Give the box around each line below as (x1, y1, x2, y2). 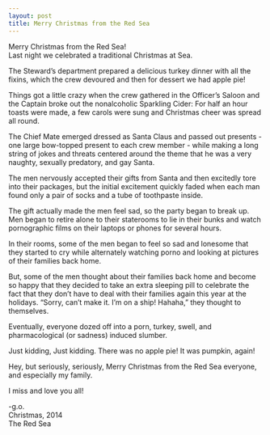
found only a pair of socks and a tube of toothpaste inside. (8, 190, 204, 200)
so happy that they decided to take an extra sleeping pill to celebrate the (8, 280, 250, 289)
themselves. (8, 306, 49, 315)
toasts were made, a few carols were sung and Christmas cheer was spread (8, 107, 261, 117)
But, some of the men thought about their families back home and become (8, 272, 256, 281)
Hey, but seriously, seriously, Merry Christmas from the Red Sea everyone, (8, 361, 257, 371)
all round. (8, 116, 40, 125)
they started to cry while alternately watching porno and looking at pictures (8, 247, 259, 257)
